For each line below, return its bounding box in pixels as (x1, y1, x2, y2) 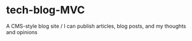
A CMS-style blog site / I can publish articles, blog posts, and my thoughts (6, 23, 187, 29)
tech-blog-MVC (6, 3, 85, 17)
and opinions (6, 28, 38, 35)
